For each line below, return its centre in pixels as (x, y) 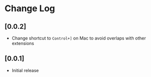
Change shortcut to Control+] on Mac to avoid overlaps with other (79, 38)
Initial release (25, 70)
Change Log (30, 9)
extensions (23, 43)
